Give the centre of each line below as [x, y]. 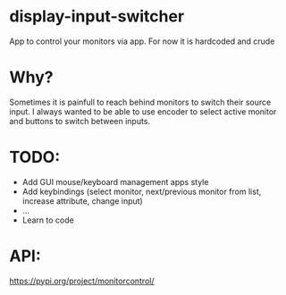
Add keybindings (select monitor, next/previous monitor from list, [142, 191]
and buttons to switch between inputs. [80, 121]
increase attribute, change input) [82, 201]
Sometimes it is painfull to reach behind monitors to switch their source [140, 102]
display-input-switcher [97, 17]
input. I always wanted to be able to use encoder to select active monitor [143, 111]
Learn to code [48, 220]
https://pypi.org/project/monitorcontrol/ [82, 281]
